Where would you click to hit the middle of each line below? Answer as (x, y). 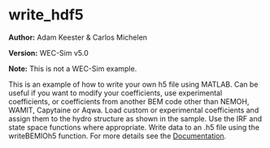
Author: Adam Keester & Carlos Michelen (78, 37)
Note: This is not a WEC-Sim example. (73, 68)
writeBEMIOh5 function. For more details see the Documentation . (118, 136)
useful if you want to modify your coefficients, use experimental (115, 93)
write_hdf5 (46, 15)
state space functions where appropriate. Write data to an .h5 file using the (134, 127)
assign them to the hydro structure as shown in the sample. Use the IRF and (135, 118)
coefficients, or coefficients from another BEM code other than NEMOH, (129, 101)
